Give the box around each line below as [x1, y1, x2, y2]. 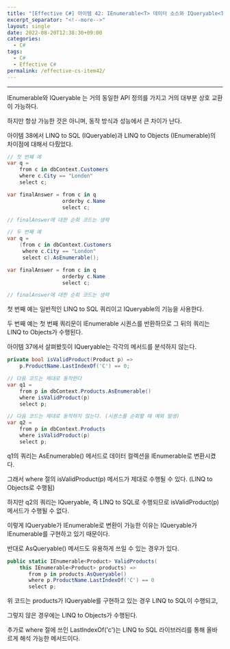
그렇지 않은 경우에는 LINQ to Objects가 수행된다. [7, 611, 138, 620]
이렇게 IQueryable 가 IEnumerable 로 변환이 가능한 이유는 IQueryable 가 [7, 521, 197, 529]
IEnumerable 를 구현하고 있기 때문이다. [7, 529, 110, 538]
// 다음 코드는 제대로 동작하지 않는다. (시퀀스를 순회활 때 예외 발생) [7, 413, 180, 420]
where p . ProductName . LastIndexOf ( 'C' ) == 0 [28, 577, 155, 584]
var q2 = [7, 419, 32, 426]
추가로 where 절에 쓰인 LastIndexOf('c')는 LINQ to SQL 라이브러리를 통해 [7, 626, 205, 634]
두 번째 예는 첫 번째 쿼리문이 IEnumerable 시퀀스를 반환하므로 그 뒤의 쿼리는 [7, 319, 210, 328]
